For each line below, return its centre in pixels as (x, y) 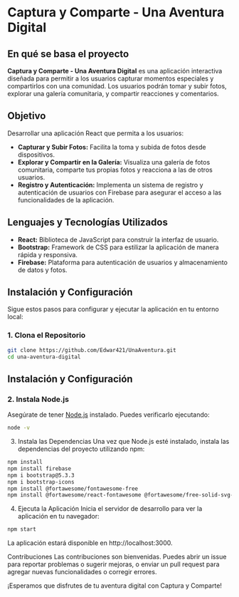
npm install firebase (39, 468)
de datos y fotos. (42, 270)
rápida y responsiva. (48, 254)
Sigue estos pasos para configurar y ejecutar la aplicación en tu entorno (113, 309)
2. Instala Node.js (38, 399)
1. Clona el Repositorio (47, 336)
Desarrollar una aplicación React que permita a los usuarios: (95, 133)
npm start (22, 529)
